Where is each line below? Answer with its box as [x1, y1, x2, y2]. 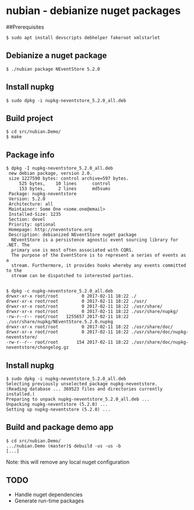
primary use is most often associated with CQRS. [11, 247, 134, 253]
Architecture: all [8, 201, 54, 207]
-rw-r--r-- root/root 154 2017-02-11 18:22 [6, 339, 129, 346]
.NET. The [6, 242, 30, 248]
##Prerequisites [6, 23, 45, 30]
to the [6, 268, 22, 274]
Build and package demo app [6, 422, 114, 432]
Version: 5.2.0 [8, 196, 45, 202]
